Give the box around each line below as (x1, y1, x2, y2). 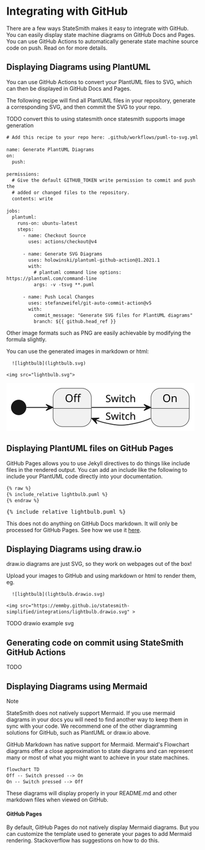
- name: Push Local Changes (22, 293, 95, 300)
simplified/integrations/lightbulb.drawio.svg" (6, 609, 130, 615)
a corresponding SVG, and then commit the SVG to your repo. (6, 103, 162, 110)
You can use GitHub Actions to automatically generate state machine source (6, 37, 199, 45)
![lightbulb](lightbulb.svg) (12, 360, 86, 366)
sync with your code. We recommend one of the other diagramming (6, 722, 177, 730)
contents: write (12, 195, 53, 202)
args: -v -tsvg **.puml (33, 281, 95, 288)
